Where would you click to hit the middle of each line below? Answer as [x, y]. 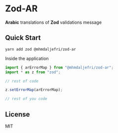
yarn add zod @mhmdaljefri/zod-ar [41, 49]
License [18, 114]
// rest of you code [26, 99]
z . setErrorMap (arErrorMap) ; [34, 90]
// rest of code [22, 81]
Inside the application [27, 58]
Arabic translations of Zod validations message [54, 22]
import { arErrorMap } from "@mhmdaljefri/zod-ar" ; [59, 67]
